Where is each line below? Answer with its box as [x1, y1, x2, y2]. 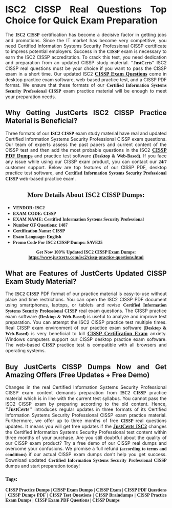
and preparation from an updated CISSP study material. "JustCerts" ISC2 [5, 59, 167, 65]
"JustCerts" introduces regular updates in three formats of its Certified [5, 406, 167, 412]
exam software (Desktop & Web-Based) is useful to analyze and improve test [5, 314, 167, 320]
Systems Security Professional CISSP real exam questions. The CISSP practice [5, 307, 167, 314]
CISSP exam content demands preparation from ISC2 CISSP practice [5, 390, 167, 396]
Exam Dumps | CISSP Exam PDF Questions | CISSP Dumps [5, 498, 120, 503]
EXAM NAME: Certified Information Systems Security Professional [12, 216, 144, 222]
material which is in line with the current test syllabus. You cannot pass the [5, 395, 167, 402]
